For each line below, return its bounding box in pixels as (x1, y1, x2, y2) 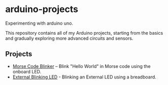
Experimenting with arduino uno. (5, 20, 74, 26)
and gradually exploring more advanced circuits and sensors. (5, 35, 133, 41)
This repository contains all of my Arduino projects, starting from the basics (5, 30, 163, 36)
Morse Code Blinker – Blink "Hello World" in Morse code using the (12, 63, 151, 69)
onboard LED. (12, 68, 42, 74)
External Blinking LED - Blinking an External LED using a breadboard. (12, 74, 156, 80)
